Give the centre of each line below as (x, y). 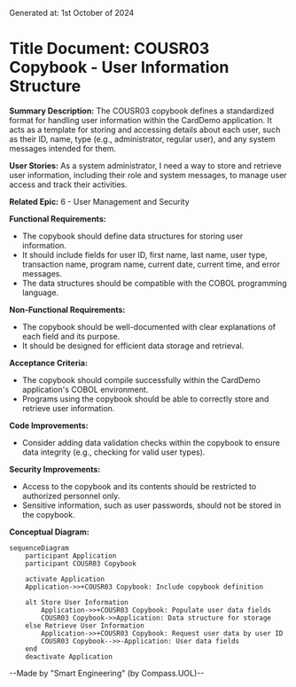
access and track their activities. (68, 184)
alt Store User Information (77, 602)
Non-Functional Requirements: (67, 309)
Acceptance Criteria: (49, 363)
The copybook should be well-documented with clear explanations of (149, 326)
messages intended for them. (63, 148)
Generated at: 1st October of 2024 (72, 13)
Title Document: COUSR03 (109, 49)
